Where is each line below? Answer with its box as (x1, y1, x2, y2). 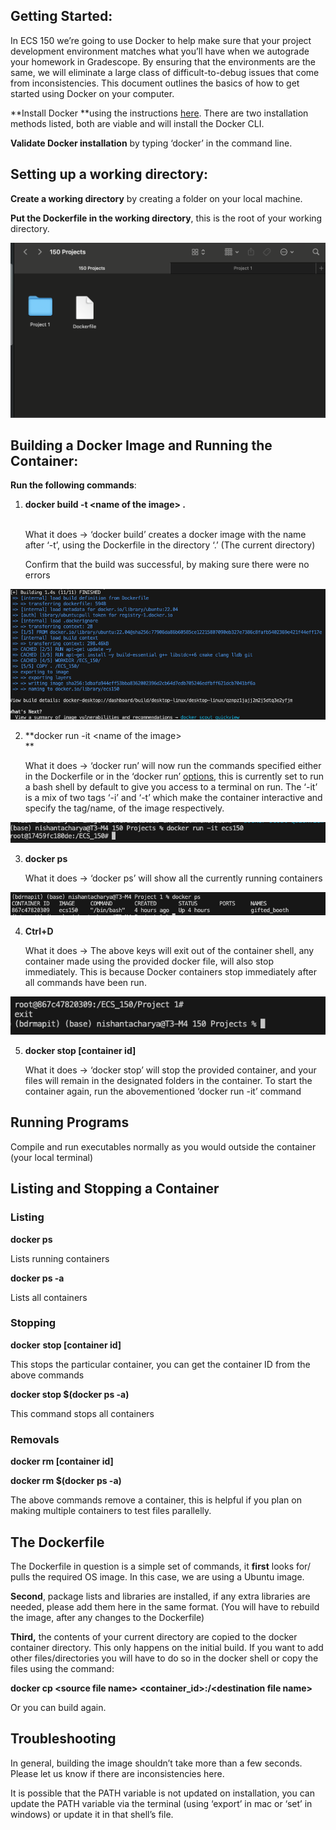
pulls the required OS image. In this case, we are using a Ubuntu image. (10, 1570, 305, 1583)
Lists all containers (10, 1291, 88, 1303)
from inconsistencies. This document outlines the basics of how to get (10, 77, 300, 89)
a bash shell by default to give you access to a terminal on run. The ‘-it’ (24, 781, 318, 793)
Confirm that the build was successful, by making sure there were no (24, 559, 310, 571)
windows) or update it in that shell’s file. (10, 1808, 174, 1820)
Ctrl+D (24, 925, 54, 937)
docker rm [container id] (10, 1455, 114, 1468)
